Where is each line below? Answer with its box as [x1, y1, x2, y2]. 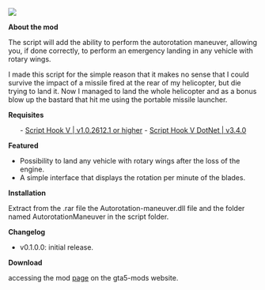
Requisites [8, 111, 44, 119]
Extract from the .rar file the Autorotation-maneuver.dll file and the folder [8, 204, 245, 213]
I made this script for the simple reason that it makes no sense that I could [8, 70, 249, 79]
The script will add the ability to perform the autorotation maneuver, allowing [8, 38, 258, 47]
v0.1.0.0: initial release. [19, 243, 93, 252]
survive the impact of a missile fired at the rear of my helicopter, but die [8, 78, 241, 87]
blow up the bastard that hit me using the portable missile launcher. [8, 95, 228, 104]
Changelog [8, 228, 46, 236]
